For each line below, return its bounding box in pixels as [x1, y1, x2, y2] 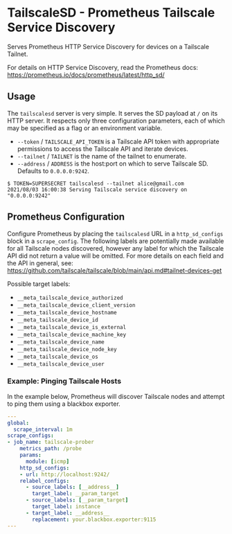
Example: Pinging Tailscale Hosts [7, 376, 122, 386]
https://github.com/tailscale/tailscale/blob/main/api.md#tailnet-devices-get [7, 266, 222, 274]
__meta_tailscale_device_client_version [17, 301, 136, 309]
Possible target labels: [7, 279, 71, 288]
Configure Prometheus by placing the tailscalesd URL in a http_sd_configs [7, 229, 224, 238]
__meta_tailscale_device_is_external [17, 323, 127, 330]
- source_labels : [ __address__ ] [25, 483, 119, 491]
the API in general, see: [7, 258, 74, 267]
